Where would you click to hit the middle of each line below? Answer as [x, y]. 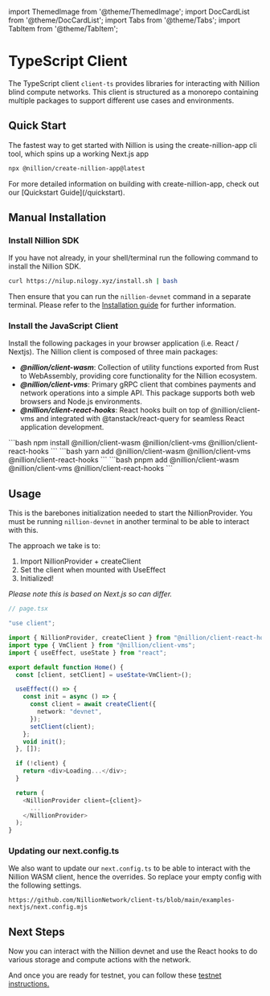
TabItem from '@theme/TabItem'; [63, 29]
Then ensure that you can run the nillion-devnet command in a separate [130, 297]
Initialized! [37, 579]
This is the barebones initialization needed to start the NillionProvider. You [131, 513]
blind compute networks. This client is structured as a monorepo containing [133, 92]
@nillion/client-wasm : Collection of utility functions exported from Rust [139, 367]
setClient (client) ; [62, 727]
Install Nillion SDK [44, 240]
